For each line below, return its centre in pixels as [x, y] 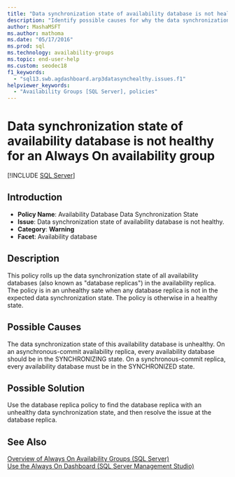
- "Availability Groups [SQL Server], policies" [86, 92]
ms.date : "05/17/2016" [40, 40]
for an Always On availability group [111, 156]
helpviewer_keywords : [39, 85]
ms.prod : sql [26, 46]
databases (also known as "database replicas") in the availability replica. [112, 283]
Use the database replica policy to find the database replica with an [104, 405]
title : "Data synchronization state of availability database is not [111, 14]
